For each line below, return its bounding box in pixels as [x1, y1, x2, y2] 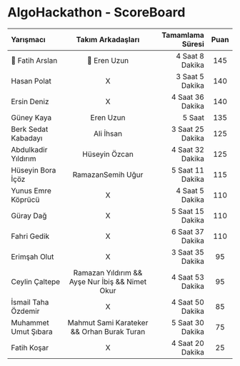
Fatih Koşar [11, 342, 49, 352]
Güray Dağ [11, 210, 47, 220]
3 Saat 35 [171, 247, 205, 257]
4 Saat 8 [176, 51, 205, 61]
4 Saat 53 [171, 272, 205, 282]
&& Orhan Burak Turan [70, 326, 146, 336]
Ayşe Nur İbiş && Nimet [69, 276, 147, 286]
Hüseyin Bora [11, 165, 56, 175]
